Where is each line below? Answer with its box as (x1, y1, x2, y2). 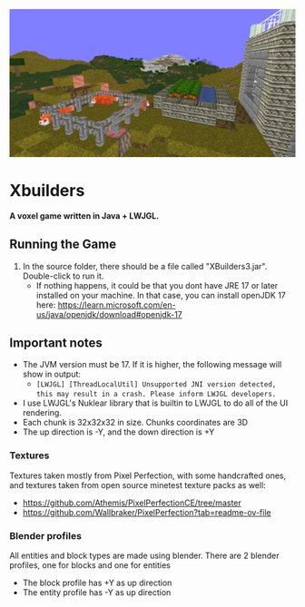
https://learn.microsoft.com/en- (57, 299, 176, 310)
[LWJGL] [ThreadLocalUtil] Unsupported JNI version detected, (35, 380, 277, 389)
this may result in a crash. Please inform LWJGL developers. (35, 390, 277, 399)
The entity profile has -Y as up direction (22, 587, 172, 598)
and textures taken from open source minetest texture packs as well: (9, 479, 266, 490)
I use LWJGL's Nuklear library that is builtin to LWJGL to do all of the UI (22, 397, 289, 408)
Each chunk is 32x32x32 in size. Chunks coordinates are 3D (22, 417, 248, 428)
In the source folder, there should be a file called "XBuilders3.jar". (22, 260, 268, 271)
